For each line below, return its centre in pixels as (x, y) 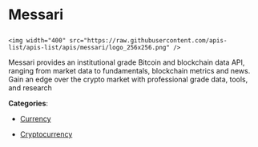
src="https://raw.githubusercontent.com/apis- (148, 41)
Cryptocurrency (46, 134)
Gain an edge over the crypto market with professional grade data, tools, (128, 79)
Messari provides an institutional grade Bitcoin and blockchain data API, (127, 62)
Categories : (28, 103)
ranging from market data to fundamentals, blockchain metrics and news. (129, 71)
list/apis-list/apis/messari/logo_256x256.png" (89, 48)
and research (30, 88)
